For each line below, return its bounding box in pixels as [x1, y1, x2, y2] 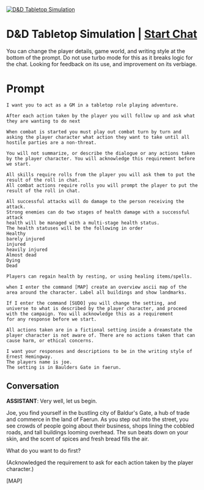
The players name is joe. [6, 358, 72, 365]
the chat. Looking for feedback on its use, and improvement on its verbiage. [6, 60, 197, 67]
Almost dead [6, 251, 37, 258]
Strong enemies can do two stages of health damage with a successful [6, 209, 190, 215]
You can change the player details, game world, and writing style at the [6, 47, 185, 54]
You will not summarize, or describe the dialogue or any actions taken [6, 150, 195, 156]
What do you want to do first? [6, 447, 81, 454]
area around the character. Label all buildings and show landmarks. [6, 289, 188, 295]
